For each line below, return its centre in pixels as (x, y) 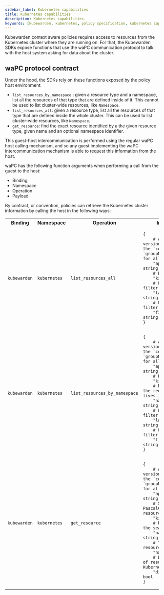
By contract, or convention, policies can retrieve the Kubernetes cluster (77, 206)
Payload (20, 196)
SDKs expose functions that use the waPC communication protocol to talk (79, 48)
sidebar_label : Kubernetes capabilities (47, 10)
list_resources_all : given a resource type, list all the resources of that (83, 110)
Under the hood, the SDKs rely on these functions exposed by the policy (78, 80)
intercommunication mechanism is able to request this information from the (81, 151)
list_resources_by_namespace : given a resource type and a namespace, (84, 95)
